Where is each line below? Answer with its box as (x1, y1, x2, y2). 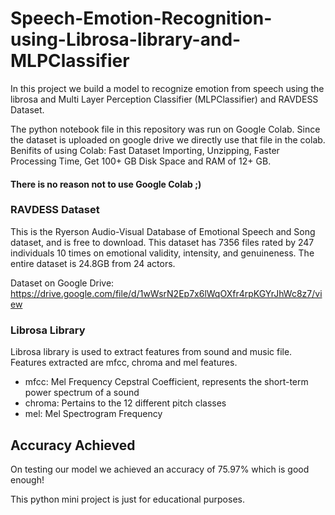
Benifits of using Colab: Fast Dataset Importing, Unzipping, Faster (10, 144, 280, 156)
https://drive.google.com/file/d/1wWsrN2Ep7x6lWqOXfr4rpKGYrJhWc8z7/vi (10, 287, 323, 299)
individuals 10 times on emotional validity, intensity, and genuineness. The (10, 247, 315, 259)
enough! (10, 473, 45, 486)
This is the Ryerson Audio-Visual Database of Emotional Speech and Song (10, 225, 316, 237)
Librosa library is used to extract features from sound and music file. (10, 346, 293, 358)
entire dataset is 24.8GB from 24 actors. (10, 257, 176, 269)
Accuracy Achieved (10, 437, 136, 454)
